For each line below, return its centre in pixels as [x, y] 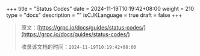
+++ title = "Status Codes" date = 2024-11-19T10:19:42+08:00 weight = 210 [100, 9]
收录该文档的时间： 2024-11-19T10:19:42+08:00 [79, 47]
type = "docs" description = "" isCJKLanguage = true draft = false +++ [94, 15]
